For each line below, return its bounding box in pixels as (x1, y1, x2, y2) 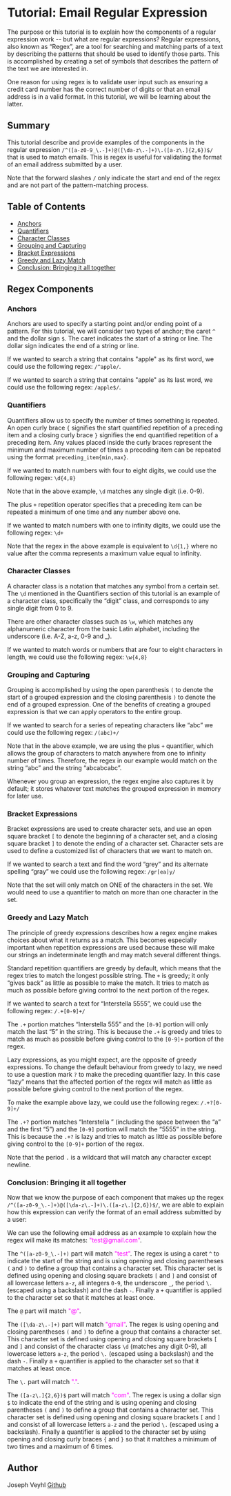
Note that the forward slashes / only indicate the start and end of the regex (7, 173, 221, 182)
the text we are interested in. (7, 64, 88, 73)
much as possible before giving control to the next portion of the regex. (7, 986, 210, 994)
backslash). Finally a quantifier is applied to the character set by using (7, 1428, 206, 1436)
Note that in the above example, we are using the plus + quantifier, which (7, 742, 214, 750)
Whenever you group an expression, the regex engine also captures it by (7, 777, 214, 785)
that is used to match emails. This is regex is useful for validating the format (7, 153, 222, 161)
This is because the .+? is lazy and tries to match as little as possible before (7, 1132, 223, 1140)
